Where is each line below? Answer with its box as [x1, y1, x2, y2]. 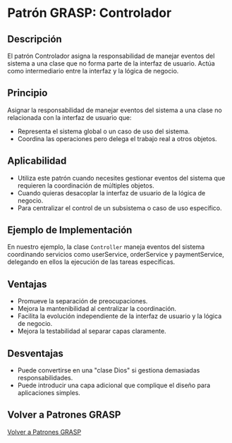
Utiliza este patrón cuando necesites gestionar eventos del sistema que [17, 174, 226, 182]
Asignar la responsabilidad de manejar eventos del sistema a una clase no [7, 106, 222, 114]
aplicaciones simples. [17, 389, 81, 397]
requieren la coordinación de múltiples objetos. [17, 181, 154, 190]
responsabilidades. [17, 374, 73, 382]
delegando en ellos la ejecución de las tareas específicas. [7, 257, 176, 266]
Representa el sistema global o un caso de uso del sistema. [17, 127, 190, 135]
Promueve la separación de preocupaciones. [17, 297, 148, 305]
